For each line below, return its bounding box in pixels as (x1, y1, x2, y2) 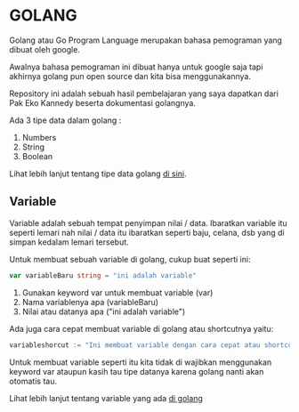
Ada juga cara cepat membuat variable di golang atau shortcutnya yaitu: (9, 323, 274, 334)
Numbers (21, 132, 57, 142)
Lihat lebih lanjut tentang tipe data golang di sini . (9, 168, 187, 179)
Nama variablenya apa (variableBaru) (21, 296, 158, 307)
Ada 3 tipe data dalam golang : (9, 115, 122, 125)
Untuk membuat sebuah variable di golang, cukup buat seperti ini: (9, 254, 251, 264)
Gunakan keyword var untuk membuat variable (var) (21, 287, 214, 298)
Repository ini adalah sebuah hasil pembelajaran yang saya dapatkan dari (9, 88, 279, 99)
